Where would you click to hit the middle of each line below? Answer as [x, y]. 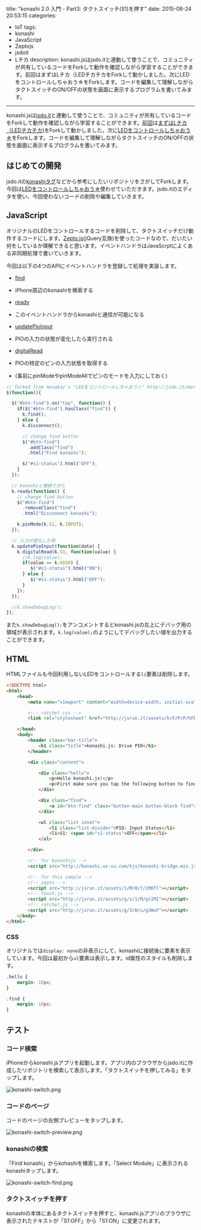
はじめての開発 [34, 166]
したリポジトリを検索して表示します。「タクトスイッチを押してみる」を [99, 1070]
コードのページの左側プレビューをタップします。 [66, 1121]
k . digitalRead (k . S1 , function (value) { [67, 552]
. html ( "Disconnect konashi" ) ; [60, 514]
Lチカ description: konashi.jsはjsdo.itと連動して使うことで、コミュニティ [104, 59]
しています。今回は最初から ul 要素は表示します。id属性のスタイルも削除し [97, 958]
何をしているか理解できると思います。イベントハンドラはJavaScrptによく [97, 245]
